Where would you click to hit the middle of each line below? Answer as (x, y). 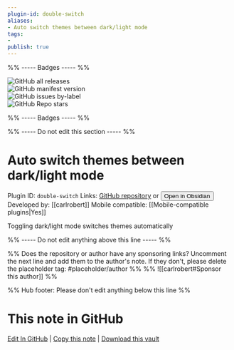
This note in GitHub (65, 319)
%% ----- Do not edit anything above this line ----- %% (89, 240)
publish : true (28, 47)
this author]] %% (32, 276)
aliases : (20, 21)
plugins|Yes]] (27, 212)
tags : (15, 34)
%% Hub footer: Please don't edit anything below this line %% (99, 290)
